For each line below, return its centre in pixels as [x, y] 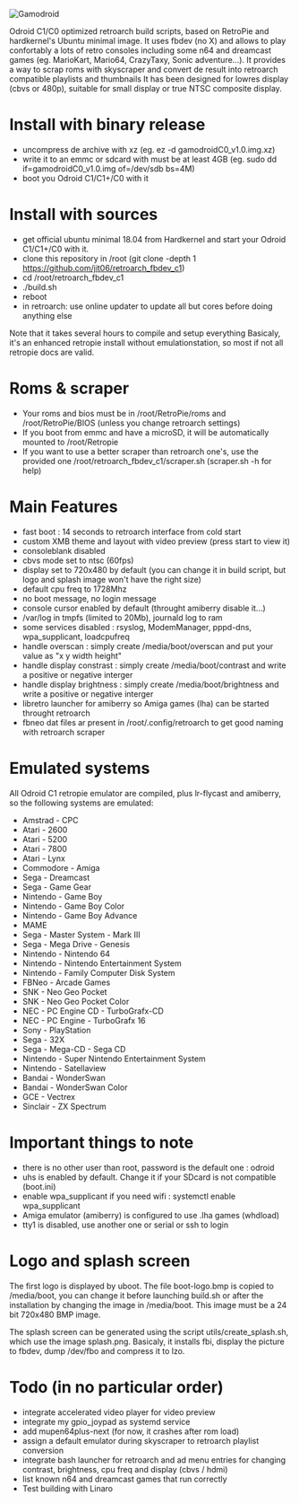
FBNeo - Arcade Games [66, 982]
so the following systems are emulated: [81, 803]
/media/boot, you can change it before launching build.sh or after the [137, 1295]
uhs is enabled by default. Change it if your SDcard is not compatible [149, 1177]
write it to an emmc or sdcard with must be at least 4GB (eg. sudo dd [149, 159]
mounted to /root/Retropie [70, 442]
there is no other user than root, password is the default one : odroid [148, 1167]
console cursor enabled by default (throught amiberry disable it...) [144, 608]
